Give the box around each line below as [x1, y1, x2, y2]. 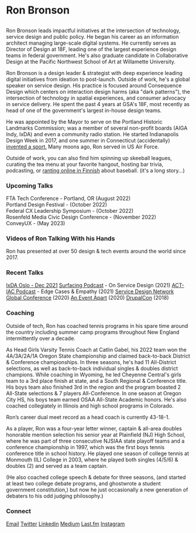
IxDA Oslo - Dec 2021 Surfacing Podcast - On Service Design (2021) [6, 282, 171, 289]
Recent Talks [6, 269, 44, 277]
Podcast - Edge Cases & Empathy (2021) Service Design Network [16, 288, 174, 295]
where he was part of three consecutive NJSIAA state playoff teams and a [6, 437, 185, 444]
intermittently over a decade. [6, 335, 76, 342]
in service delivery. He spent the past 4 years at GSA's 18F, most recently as [6, 100, 190, 107]
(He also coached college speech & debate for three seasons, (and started [6, 473, 186, 481]
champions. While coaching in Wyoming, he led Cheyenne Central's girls [6, 371, 181, 378]
